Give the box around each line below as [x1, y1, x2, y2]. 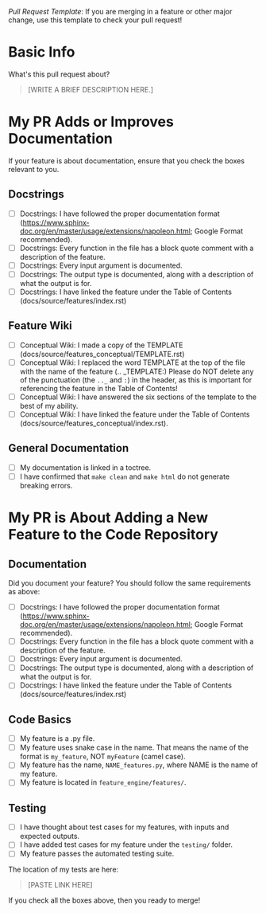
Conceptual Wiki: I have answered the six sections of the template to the [19, 392, 256, 402]
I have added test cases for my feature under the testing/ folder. [19, 840, 233, 849]
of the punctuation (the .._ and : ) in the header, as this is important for [19, 374, 253, 385]
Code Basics [8, 712, 71, 726]
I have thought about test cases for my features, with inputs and [19, 822, 229, 832]
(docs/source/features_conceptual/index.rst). [19, 418, 168, 429]
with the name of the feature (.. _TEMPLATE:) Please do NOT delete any [19, 366, 254, 376]
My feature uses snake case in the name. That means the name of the [19, 743, 249, 752]
